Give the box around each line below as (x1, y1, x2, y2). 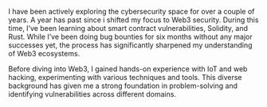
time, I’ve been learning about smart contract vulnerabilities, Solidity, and (8, 24, 249, 32)
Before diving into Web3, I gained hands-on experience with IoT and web (8, 64, 248, 74)
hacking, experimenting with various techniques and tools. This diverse (8, 73, 242, 82)
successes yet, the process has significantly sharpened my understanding (8, 40, 253, 50)
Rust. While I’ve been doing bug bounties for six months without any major (8, 32, 253, 41)
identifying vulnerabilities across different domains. (8, 90, 177, 98)
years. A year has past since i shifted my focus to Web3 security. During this (8, 15, 259, 25)
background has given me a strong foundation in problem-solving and (8, 81, 238, 90)
